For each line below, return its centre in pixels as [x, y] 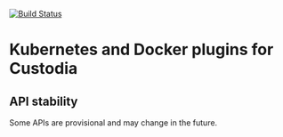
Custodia [44, 69]
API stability [44, 101]
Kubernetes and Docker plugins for [141, 50]
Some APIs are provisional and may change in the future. [113, 123]
